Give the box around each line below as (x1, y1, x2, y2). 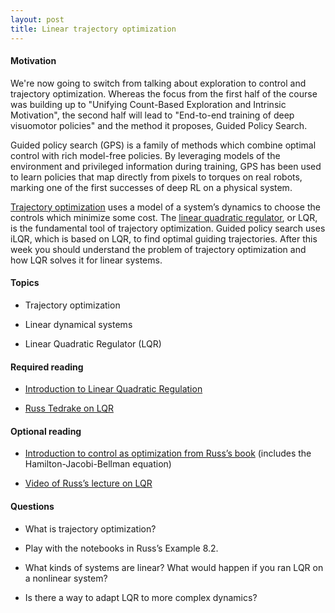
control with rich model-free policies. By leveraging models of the (10, 149, 281, 161)
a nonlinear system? (24, 572, 108, 584)
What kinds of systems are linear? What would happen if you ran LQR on (24, 561, 324, 573)
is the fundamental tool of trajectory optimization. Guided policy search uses (10, 222, 326, 234)
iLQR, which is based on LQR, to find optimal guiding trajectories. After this (10, 232, 318, 245)
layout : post (10, 14, 65, 25)
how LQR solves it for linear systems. (10, 254, 163, 266)
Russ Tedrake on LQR (24, 402, 114, 415)
